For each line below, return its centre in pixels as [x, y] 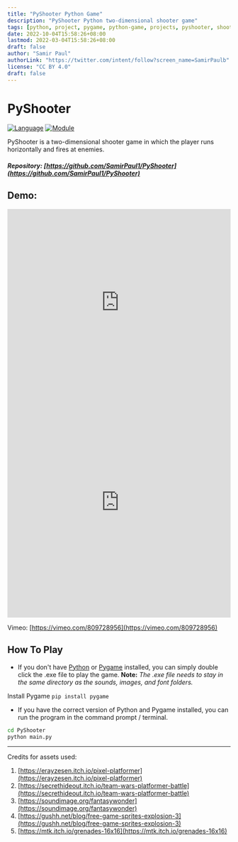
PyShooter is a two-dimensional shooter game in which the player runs [111, 142]
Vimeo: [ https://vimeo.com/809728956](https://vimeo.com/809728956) [113, 627]
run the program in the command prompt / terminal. [93, 717]
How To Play [35, 650]
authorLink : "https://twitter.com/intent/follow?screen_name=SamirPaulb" [119, 60]
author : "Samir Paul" [39, 54]
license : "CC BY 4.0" [39, 67]
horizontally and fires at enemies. [56, 149]
